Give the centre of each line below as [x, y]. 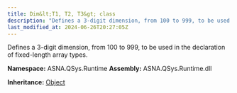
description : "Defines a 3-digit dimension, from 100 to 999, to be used [119, 21]
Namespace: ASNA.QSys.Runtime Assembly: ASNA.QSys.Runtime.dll [110, 69]
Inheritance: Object [36, 82]
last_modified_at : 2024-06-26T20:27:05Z [68, 27]
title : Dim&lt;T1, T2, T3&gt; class [61, 14]
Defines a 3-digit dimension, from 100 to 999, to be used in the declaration [116, 48]
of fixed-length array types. [48, 55]
